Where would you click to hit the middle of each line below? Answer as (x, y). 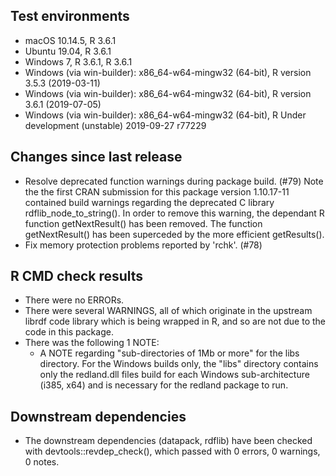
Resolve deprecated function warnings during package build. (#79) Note (174, 181)
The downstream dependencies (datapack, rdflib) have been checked (168, 441)
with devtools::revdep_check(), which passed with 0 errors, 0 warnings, (172, 451)
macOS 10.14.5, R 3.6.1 (70, 40)
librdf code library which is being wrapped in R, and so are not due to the (175, 321)
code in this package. (69, 332)
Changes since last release (96, 157)
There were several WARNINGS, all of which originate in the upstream (168, 311)
